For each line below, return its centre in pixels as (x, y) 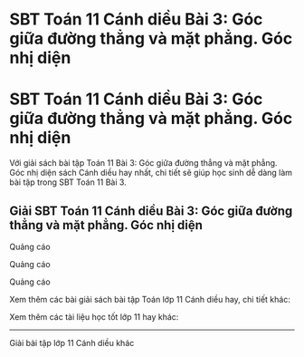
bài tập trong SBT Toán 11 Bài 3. (68, 182)
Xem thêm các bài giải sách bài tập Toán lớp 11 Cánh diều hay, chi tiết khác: (150, 299)
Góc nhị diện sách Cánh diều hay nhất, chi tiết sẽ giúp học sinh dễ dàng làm (151, 173)
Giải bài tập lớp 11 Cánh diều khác (72, 343)
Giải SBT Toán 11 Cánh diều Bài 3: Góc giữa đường (151, 211)
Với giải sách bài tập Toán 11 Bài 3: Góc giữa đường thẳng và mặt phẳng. (143, 163)
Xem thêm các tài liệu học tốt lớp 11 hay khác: (94, 316)
